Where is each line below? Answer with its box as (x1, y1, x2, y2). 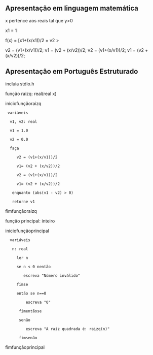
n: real (12, 246, 28, 251)
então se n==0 (16, 291, 47, 296)
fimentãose (18, 308, 42, 314)
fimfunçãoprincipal (5, 344, 45, 350)
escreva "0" (25, 300, 51, 305)
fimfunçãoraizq (5, 208, 37, 214)
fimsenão (18, 335, 37, 340)
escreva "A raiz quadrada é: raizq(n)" (25, 326, 110, 332)
